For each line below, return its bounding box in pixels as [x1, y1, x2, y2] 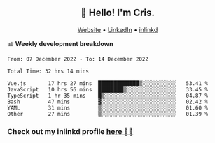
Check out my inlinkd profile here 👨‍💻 [7, 126, 134, 136]
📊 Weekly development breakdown [7, 39, 113, 47]
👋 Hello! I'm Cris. [80, 7, 155, 19]
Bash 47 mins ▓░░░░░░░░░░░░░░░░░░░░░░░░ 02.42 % [7, 98, 209, 105]
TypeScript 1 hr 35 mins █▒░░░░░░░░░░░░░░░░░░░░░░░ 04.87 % [7, 92, 209, 99]
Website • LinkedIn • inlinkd [77, 25, 158, 33]
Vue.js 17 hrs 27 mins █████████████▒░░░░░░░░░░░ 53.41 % [7, 80, 209, 87]
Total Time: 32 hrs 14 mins [7, 68, 90, 75]
